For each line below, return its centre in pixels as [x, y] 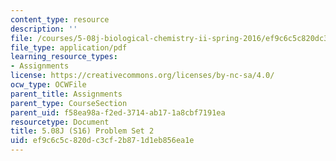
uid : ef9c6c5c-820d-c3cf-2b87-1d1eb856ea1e [102, 141]
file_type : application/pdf [69, 47]
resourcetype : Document [60, 122]
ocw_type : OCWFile [48, 85]
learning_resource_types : [64, 57]
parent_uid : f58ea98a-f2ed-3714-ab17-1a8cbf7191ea [118, 112]
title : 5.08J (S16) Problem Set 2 [82, 131]
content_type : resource [60, 19]
